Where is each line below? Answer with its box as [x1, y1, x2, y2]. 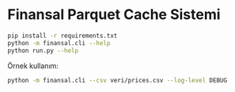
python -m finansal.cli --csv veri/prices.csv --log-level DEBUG [7, 76, 227, 84]
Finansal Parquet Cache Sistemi [7, 6, 221, 24]
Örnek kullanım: [7, 61, 59, 71]
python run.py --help [7, 46, 79, 55]
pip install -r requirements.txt [7, 32, 118, 40]
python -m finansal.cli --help [7, 39, 111, 47]
